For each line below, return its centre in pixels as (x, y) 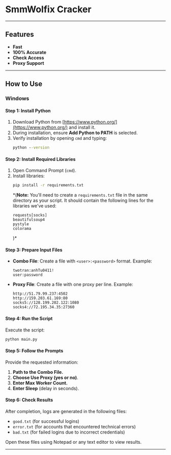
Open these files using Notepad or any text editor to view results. (73, 442)
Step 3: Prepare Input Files (34, 250)
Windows (17, 99)
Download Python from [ (38, 122)
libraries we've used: (35, 206)
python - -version (31, 148)
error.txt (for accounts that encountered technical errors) (74, 426)
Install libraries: (28, 176)
